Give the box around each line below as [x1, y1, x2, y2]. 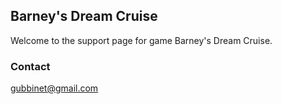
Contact [10, 59, 51, 73]
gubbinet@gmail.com [10, 82, 99, 94]
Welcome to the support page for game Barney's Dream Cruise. [10, 34, 273, 46]
